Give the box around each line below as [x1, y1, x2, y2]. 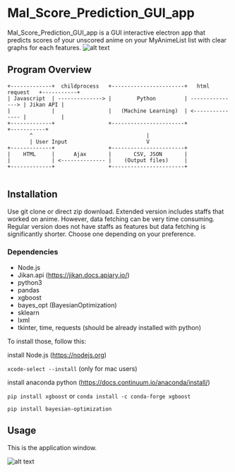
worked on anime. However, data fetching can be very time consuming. [7, 214, 215, 223]
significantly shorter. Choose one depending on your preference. [7, 230, 196, 238]
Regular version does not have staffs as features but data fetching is [7, 222, 206, 230]
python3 [17, 278, 42, 287]
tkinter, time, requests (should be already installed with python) [17, 323, 202, 331]
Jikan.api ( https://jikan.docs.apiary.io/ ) [17, 271, 130, 279]
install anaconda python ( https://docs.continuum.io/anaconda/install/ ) [7, 378, 210, 387]
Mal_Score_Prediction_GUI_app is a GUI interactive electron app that [7, 28, 206, 37]
